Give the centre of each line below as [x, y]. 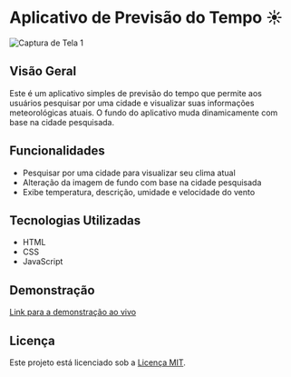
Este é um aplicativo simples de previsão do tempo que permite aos [136, 93]
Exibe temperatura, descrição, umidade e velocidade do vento [139, 192]
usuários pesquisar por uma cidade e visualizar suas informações [132, 103]
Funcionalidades [58, 151]
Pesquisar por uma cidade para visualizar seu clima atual [129, 173]
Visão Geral [43, 71]
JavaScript [43, 262]
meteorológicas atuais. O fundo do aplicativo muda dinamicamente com [144, 113]
